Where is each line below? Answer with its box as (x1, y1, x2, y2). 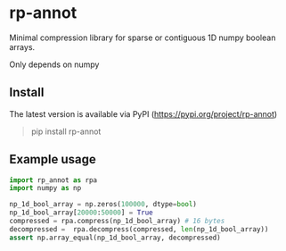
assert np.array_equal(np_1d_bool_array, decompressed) (9, 233, 221, 242)
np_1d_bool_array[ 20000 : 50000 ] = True (9, 208, 153, 217)
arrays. (9, 41, 36, 52)
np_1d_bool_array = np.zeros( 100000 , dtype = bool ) (9, 200, 198, 209)
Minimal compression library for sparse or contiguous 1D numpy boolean (9, 32, 276, 43)
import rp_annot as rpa (9, 175, 98, 185)
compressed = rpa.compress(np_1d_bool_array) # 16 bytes (9, 217, 225, 226)
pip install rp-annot (30, 126, 102, 137)
